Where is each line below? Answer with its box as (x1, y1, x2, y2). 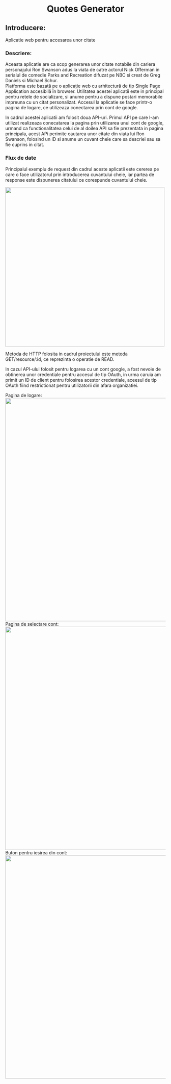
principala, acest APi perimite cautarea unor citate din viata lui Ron (5, 131, 145, 137)
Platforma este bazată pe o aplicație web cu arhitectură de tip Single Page (5, 83, 161, 89)
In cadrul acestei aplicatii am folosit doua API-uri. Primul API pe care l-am (5, 114, 159, 120)
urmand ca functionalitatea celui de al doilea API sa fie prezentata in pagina (5, 126, 164, 132)
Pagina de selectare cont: (5, 621, 59, 627)
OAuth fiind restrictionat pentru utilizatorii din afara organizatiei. (5, 382, 138, 388)
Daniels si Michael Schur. (5, 78, 58, 84)
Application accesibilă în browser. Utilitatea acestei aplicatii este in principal (5, 88, 164, 94)
